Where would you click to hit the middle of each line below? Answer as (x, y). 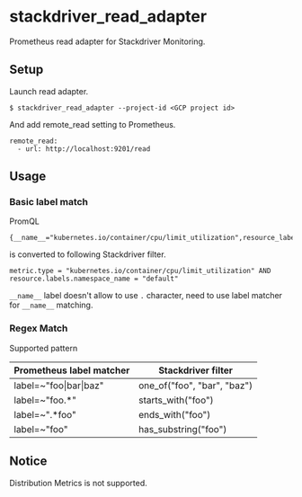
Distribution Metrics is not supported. (79, 483)
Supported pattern (44, 348)
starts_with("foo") (176, 400)
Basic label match (49, 202)
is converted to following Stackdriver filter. (88, 254)
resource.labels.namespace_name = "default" (94, 279)
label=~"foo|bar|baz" (59, 386)
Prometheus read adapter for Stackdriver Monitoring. (107, 41)
